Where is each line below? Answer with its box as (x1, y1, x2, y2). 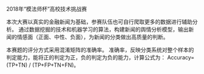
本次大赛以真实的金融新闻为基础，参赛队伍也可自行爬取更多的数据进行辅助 (6, 18, 192, 25)
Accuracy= (166, 54, 195, 61)
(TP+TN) (6, 61, 28, 69)
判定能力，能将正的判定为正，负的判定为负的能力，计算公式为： (6, 54, 166, 61)
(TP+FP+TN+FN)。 (32, 61, 80, 69)
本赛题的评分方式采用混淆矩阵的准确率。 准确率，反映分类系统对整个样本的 (6, 46, 194, 53)
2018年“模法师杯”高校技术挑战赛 (6, 5, 87, 12)
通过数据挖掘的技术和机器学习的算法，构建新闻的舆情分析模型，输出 (18, 26, 189, 33)
